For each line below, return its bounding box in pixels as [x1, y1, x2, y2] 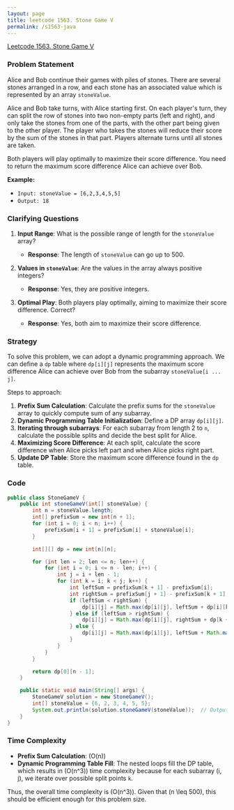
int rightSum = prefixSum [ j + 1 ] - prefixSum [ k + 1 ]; [69, 590, 229, 597]
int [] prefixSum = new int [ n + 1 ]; [32, 514, 136, 521]
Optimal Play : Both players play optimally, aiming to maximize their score [17, 298, 227, 307]
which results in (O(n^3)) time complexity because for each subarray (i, [17, 766, 222, 774]
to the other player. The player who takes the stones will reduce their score [7, 126, 222, 135]
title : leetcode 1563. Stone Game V [7, 17, 114, 24]
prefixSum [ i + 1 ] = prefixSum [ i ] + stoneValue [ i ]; [44, 526, 195, 533]
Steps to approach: [7, 388, 63, 397]
